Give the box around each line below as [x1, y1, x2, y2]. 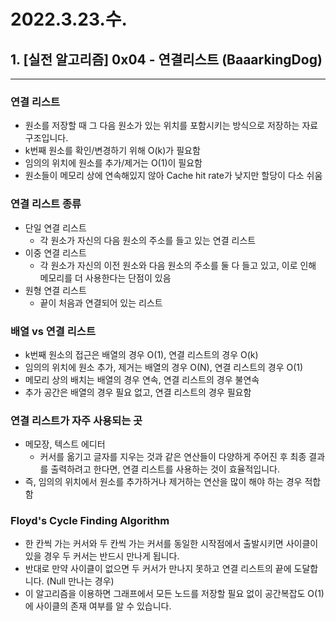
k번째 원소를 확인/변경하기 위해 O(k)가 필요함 [24, 145, 201, 157]
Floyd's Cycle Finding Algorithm [10, 514, 170, 528]
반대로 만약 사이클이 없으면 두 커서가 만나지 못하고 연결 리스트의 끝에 [24, 563, 292, 575]
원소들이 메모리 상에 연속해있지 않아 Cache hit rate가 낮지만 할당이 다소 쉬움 [24, 170, 323, 182]
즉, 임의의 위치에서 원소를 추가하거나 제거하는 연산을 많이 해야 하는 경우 [24, 476, 303, 488]
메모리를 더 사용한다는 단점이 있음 [39, 271, 172, 284]
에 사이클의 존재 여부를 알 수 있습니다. [24, 600, 172, 612]
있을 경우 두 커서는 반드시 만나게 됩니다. [24, 550, 180, 562]
